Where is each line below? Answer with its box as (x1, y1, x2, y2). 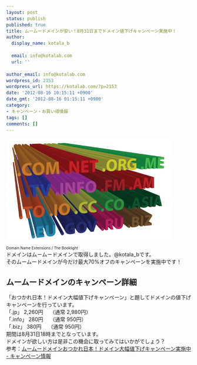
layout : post (6, 9, 38, 15)
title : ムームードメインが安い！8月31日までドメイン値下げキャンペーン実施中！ (6, 28, 177, 34)
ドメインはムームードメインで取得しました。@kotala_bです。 (6, 251, 155, 258)
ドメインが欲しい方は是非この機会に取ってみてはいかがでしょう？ (6, 338, 166, 345)
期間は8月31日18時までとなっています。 (6, 330, 102, 337)
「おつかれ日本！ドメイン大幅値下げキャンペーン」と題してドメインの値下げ (6, 294, 191, 301)
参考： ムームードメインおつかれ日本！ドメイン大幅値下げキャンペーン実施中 (6, 345, 191, 352)
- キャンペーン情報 (6, 353, 51, 360)
